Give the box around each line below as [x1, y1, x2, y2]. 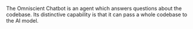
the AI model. [6, 17, 39, 24]
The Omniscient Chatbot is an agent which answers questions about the [6, 5, 182, 12]
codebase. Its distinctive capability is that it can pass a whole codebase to [6, 11, 188, 18]
